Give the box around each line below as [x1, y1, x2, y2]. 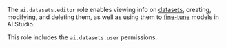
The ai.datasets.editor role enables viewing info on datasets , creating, [7, 6, 212, 14]
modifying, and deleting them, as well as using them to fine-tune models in [7, 13, 219, 21]
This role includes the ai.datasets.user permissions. [7, 33, 157, 41]
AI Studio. [7, 20, 35, 28]
